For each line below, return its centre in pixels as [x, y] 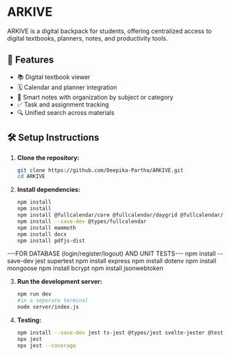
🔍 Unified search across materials [66, 112]
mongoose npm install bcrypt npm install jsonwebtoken [85, 268]
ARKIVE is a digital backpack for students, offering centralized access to [110, 31]
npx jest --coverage [46, 345]
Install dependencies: [49, 190]
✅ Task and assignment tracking [63, 104]
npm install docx [42, 234]
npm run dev [34, 294]
